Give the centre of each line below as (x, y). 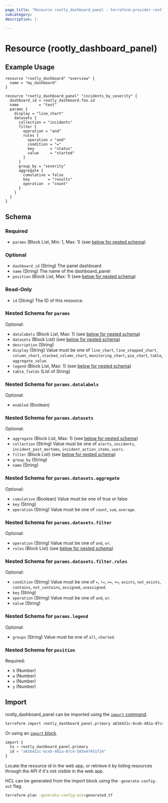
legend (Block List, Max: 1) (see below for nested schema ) (72, 366)
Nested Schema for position (40, 650)
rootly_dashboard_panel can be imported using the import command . (76, 714)
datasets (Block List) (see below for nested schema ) (66, 339)
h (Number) (24, 670)
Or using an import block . (31, 733)
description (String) (33, 344)
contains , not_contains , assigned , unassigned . (59, 587)
